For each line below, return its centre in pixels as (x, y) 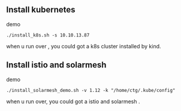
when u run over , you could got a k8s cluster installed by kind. (84, 46)
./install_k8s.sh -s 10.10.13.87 (48, 35)
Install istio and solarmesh (56, 65)
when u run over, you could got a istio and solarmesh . (73, 101)
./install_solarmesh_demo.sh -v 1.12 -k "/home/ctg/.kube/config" (91, 90)
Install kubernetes (41, 10)
